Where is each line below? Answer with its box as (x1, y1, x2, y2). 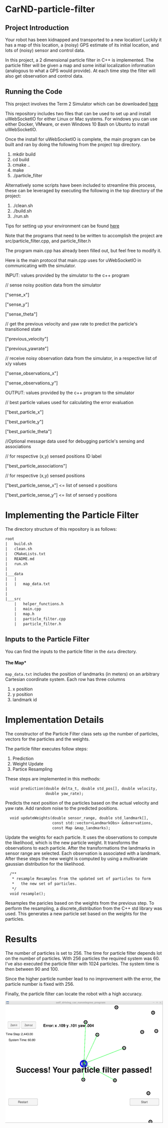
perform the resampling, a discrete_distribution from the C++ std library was (5, 905, 162, 911)
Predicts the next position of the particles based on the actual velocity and (5, 800, 158, 806)
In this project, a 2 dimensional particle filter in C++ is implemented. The (5, 57, 154, 63)
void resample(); (9, 891, 46, 896)
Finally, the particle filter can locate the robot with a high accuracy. (5, 990, 142, 997)
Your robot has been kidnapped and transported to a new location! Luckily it (5, 37, 162, 43)
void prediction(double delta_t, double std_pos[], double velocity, (9, 786, 157, 791)
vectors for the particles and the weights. (5, 736, 90, 742)
